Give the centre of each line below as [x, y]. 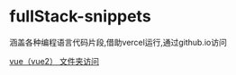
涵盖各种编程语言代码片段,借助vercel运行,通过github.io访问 [118, 42]
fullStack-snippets [80, 17]
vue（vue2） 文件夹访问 [54, 61]
